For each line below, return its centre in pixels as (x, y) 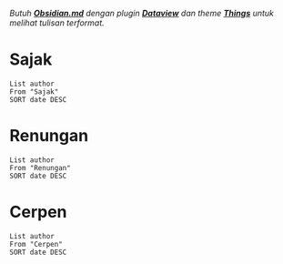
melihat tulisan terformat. (57, 23)
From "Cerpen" (36, 244)
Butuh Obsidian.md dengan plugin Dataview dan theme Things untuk (142, 13)
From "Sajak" (34, 91)
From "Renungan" (40, 168)
